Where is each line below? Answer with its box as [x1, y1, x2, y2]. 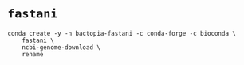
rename [22, 50, 44, 58]
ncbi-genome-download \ [22, 43, 101, 52]
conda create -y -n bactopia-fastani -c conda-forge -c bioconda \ [7, 29, 237, 37]
